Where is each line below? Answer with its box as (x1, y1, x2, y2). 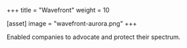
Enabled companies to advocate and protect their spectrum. (6, 33, 181, 41)
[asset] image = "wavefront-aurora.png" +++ (6, 19, 138, 27)
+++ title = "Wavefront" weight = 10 (6, 6, 110, 14)
